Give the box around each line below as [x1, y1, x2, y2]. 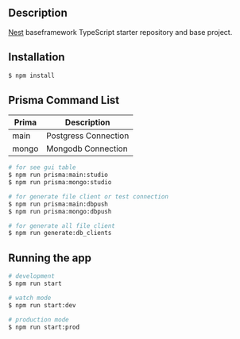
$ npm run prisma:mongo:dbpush [8, 207, 112, 215]
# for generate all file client [8, 222, 115, 229]
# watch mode [8, 294, 52, 302]
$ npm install [8, 71, 56, 79]
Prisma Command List [8, 93, 120, 106]
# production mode [8, 315, 69, 324]
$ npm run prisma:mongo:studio [8, 179, 112, 187]
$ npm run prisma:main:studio [8, 171, 109, 179]
